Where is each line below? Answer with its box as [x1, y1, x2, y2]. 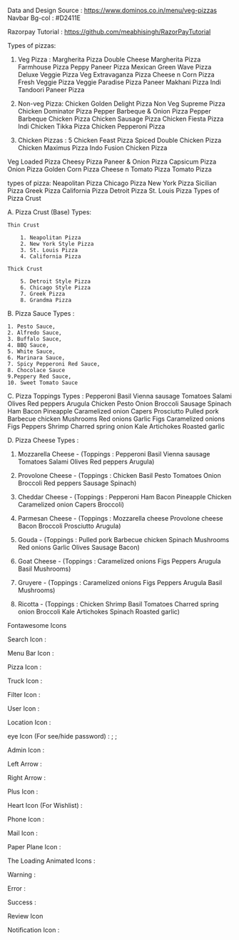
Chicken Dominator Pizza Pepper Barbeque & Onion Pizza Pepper [17, 107, 212, 115]
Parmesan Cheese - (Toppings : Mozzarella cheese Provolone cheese [17, 514, 223, 522]
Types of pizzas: [7, 41, 56, 49]
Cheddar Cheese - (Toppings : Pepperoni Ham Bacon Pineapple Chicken [17, 493, 232, 501]
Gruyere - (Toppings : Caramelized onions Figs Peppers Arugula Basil [17, 579, 223, 586]
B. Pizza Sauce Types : [7, 309, 75, 317]
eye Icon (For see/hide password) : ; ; [7, 732, 118, 740]
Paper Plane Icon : [7, 843, 61, 851]
